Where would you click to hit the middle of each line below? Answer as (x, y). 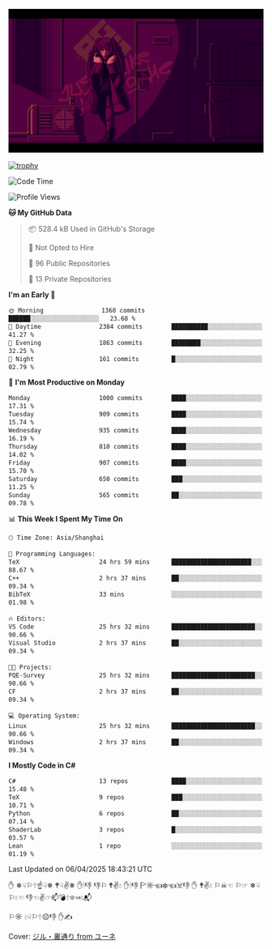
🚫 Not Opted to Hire (61, 247)
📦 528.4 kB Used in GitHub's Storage (91, 228)
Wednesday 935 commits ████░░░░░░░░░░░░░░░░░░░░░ (136, 430)
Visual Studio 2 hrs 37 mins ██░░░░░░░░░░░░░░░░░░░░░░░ (136, 643)
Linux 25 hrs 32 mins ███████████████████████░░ (136, 726)
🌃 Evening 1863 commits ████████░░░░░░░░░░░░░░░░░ (136, 343)
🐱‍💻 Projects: (30, 667)
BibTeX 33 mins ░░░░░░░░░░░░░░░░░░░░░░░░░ (136, 594)
